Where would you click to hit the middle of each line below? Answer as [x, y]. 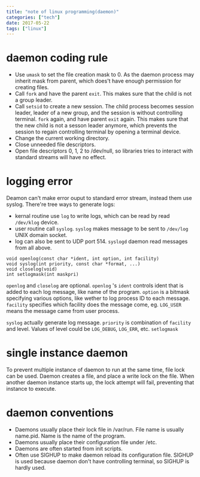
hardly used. [30, 468]
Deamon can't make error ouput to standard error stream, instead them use [99, 198]
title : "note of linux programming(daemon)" [63, 12]
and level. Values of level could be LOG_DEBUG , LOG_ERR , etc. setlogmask [92, 329]
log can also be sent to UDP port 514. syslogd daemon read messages [101, 241]
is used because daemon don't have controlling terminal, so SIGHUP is [102, 461]
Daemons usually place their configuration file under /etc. [86, 442]
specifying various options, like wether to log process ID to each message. [98, 298]
